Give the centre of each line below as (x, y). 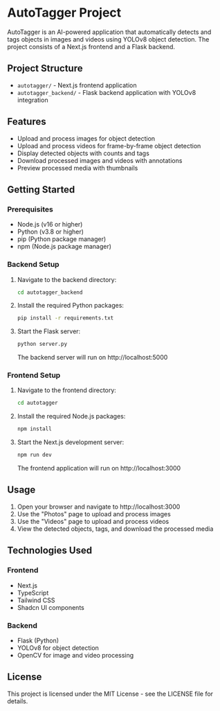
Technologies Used (49, 551)
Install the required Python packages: (71, 306)
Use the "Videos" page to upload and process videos (93, 521)
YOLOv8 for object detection (58, 648)
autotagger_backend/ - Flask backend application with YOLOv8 (107, 92)
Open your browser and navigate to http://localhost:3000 (99, 507)
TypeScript (33, 592)
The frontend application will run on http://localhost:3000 (99, 468)
